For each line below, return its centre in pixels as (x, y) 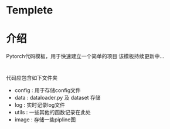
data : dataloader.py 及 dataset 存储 (57, 98)
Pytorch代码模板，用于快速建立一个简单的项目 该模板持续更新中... (85, 56)
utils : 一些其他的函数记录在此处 (52, 113)
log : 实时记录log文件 (40, 105)
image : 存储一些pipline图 (45, 120)
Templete (30, 10)
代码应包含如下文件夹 (32, 78)
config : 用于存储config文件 (47, 90)
